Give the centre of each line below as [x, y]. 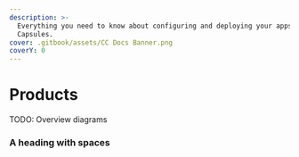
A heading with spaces [60, 142]
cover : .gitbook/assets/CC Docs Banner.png [91, 42]
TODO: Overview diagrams [58, 120]
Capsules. [35, 34]
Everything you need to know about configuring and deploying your [145, 26]
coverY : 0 [28, 51]
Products [44, 95]
